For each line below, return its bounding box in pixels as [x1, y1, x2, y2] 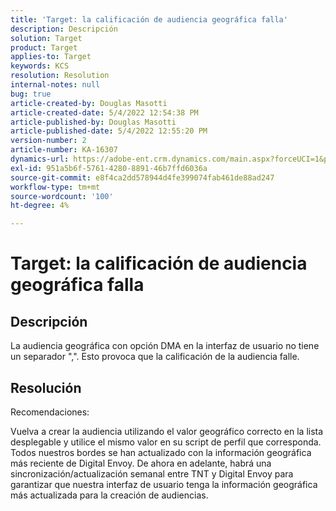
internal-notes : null [10, 80, 101, 90]
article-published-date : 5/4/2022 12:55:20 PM [10, 126, 208, 136]
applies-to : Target [10, 52, 92, 62]
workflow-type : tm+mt [10, 182, 101, 192]
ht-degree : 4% [10, 201, 70, 211]
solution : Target [10, 33, 83, 43]
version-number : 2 [10, 136, 87, 146]
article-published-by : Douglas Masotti [10, 117, 177, 127]
